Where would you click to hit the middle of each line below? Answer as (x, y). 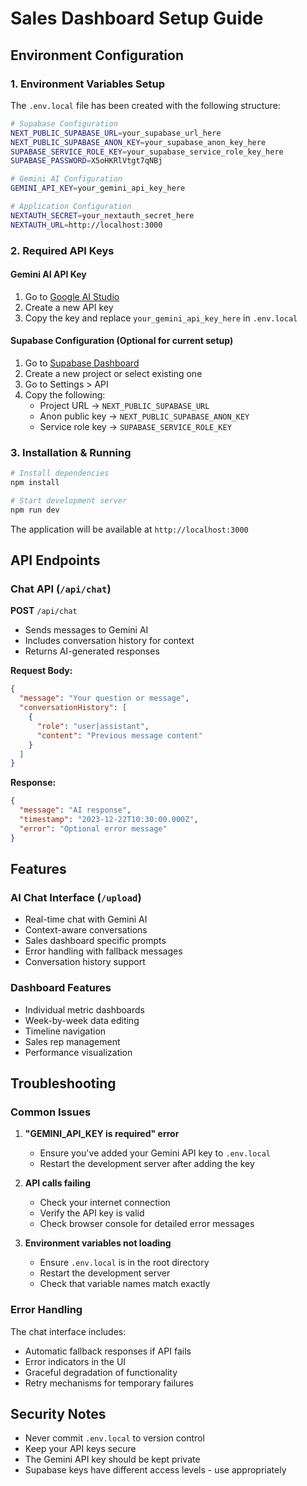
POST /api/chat (44, 611)
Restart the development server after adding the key (147, 1164)
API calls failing (58, 1183)
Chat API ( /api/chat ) (61, 589)
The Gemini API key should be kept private (112, 1459)
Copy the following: (65, 394)
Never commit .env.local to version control (114, 1438)
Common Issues (51, 1112)
